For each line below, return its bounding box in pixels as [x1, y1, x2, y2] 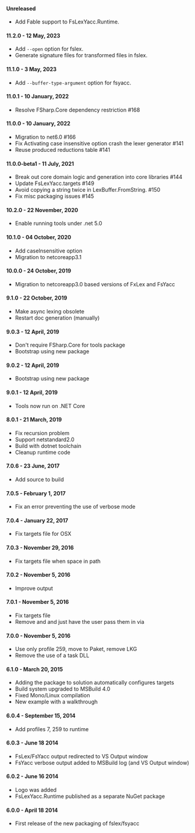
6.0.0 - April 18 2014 [6, 806, 58, 814]
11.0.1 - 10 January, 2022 [6, 93, 69, 100]
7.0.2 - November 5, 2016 [6, 571, 71, 579]
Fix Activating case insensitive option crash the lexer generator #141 [14, 140, 184, 147]
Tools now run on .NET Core [14, 402, 85, 409]
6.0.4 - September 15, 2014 [6, 712, 76, 720]
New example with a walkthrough [14, 698, 98, 705]
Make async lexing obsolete [14, 308, 85, 315]
